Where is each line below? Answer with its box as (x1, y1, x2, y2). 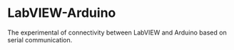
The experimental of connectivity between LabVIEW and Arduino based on (7, 28, 227, 37)
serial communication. (7, 35, 73, 44)
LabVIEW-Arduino (7, 5, 116, 21)
